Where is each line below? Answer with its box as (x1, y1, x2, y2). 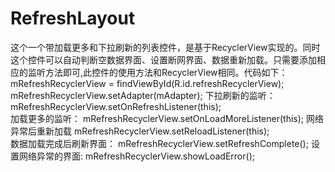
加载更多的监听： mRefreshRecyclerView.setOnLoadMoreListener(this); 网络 (10, 112, 324, 124)
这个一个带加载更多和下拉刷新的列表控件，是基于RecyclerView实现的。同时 (10, 41, 321, 53)
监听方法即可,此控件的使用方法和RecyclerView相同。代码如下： (27, 66, 288, 78)
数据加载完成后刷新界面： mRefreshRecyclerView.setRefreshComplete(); (10, 137, 309, 149)
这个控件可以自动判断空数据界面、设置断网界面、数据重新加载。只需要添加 (10, 53, 317, 66)
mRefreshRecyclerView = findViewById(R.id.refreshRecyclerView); (10, 77, 285, 89)
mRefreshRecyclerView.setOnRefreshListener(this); (10, 100, 222, 112)
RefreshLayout (10, 7, 136, 30)
